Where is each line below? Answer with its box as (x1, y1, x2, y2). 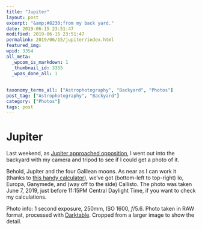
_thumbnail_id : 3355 (11, 64, 63, 71)
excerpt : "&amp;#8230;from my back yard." (6, 20, 114, 26)
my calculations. (6, 193, 47, 200)
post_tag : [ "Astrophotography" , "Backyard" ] (6, 93, 120, 99)
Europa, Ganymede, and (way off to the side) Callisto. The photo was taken (6, 181, 192, 188)
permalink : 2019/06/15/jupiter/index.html (6, 37, 114, 43)
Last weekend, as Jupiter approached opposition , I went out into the (6, 150, 176, 157)
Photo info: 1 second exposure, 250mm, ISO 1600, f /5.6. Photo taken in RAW (6, 205, 195, 213)
